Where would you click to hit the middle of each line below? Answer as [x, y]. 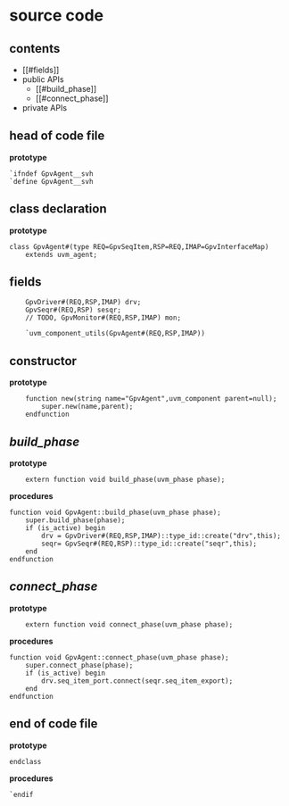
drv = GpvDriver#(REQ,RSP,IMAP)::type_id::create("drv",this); [161, 536]
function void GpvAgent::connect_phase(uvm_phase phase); [119, 657]
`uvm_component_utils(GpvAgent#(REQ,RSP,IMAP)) [115, 334]
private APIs [45, 108]
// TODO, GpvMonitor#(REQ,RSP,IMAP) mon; [103, 318]
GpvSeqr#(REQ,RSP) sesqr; [74, 310]
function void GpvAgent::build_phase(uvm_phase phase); [115, 513]
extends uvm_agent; [62, 254]
